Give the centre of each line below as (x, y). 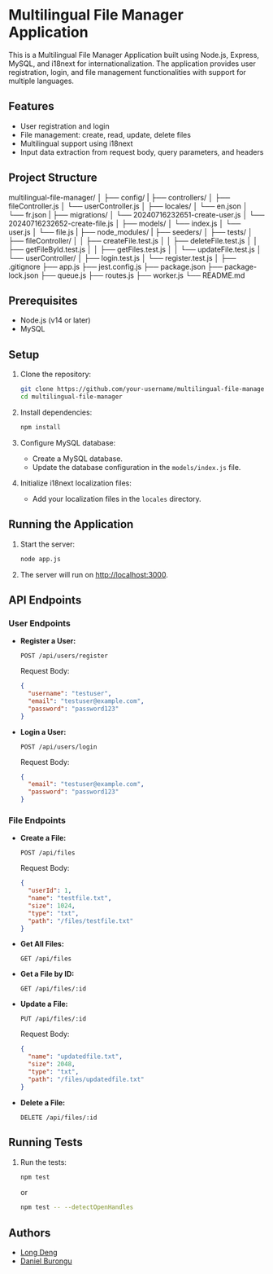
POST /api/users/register (64, 656)
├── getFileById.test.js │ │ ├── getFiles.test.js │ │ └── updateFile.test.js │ (135, 249)
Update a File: (44, 1004)
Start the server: (48, 544)
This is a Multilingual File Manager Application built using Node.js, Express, (134, 55)
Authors (30, 1233)
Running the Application (71, 524)
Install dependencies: (56, 412)
